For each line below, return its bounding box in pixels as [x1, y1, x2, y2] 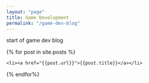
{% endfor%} [6, 71, 40, 78]
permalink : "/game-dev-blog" [6, 20, 80, 26]
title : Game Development [6, 15, 69, 21]
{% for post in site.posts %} [6, 48, 76, 56]
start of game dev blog [6, 37, 64, 44]
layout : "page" [6, 8, 45, 15]
